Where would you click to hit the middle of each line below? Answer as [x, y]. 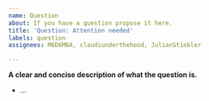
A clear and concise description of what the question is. [103, 75]
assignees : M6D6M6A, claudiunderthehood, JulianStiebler [105, 45]
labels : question [37, 38]
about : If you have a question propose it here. [91, 23]
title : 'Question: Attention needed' [71, 30]
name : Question [34, 16]
